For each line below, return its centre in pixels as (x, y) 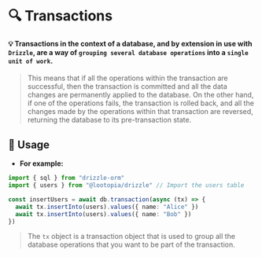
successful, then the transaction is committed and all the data (127, 86)
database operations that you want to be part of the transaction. (131, 244)
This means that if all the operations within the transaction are (127, 78)
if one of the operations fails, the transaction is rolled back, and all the (140, 103)
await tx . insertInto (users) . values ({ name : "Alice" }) (107, 207)
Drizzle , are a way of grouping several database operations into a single (129, 52)
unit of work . (31, 61)
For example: (41, 163)
